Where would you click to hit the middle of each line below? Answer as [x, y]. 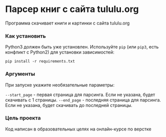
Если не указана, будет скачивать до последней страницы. [69, 105]
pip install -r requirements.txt [40, 61]
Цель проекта [23, 118]
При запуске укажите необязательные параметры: [60, 85]
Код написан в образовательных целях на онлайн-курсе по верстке [78, 129]
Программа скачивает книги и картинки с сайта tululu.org [67, 23]
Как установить [26, 36]
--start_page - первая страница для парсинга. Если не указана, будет [80, 94]
